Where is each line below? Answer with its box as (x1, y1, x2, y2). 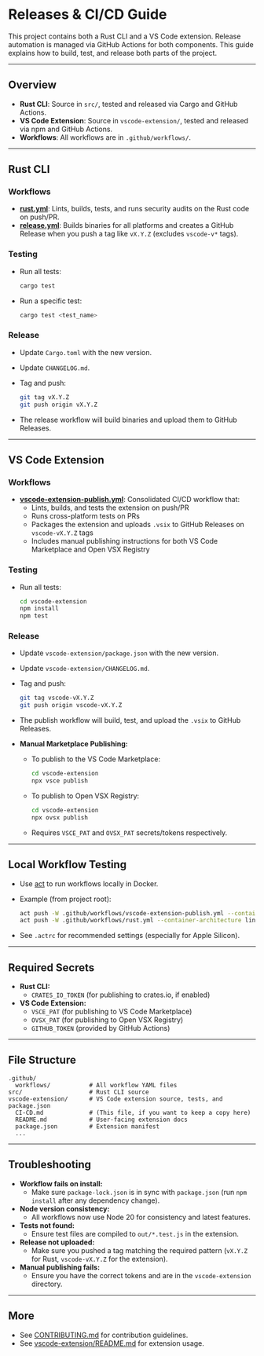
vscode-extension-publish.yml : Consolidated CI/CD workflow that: (19, 495, 240, 504)
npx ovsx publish (31, 813, 89, 822)
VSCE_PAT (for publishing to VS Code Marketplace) (31, 1007, 192, 1017)
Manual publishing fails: (19, 1263, 101, 1272)
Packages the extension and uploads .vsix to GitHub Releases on (31, 520, 245, 530)
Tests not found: (19, 1220, 75, 1230)
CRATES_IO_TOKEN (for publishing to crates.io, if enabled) (31, 990, 211, 999)
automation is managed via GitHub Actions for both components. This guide (8, 39, 254, 49)
